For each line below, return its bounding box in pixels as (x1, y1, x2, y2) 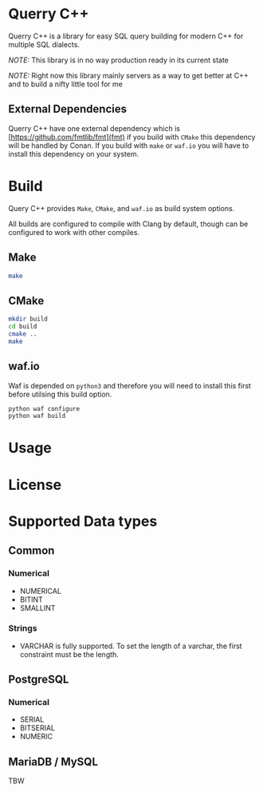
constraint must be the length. (19, 649, 120, 659)
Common (8, 544, 55, 558)
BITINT (19, 595, 44, 604)
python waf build (8, 412, 66, 420)
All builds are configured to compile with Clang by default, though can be (8, 219, 249, 229)
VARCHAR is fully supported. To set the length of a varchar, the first (19, 641, 242, 651)
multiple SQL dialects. (8, 39, 80, 49)
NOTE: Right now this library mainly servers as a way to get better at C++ (8, 70, 249, 80)
